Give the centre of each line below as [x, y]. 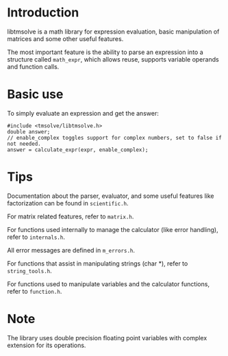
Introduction [43, 13]
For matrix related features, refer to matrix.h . [71, 216]
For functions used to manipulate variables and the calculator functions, [109, 284]
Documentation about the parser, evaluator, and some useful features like [111, 196]
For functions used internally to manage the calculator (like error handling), [113, 229]
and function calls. [33, 66]
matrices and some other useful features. [65, 38]
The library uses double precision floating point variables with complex [107, 338]
